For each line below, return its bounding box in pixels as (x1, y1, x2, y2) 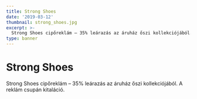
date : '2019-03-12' (6, 14, 54, 20)
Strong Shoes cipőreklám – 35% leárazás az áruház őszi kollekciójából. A (6, 80, 183, 87)
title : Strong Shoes (6, 8, 57, 15)
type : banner (6, 36, 38, 41)
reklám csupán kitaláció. (6, 86, 65, 93)
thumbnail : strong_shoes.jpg (6, 19, 77, 25)
